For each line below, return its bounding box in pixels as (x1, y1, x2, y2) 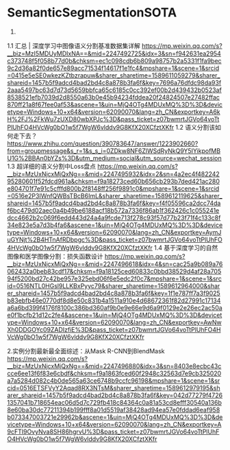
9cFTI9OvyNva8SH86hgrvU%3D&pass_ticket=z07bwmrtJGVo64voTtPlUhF (7, 427, 220, 436)
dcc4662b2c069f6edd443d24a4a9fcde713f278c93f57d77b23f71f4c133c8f (7, 213, 221, 222)
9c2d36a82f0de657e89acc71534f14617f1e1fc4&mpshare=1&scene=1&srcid (7, 64, 220, 72)
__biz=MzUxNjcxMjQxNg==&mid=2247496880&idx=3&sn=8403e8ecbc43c (7, 362, 222, 370)
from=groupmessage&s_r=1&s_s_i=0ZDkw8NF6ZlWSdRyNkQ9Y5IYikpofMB (7, 146, 221, 155)
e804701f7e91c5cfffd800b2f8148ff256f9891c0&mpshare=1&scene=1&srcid (7, 184, 220, 193)
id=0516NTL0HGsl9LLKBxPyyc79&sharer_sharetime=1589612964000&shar (7, 281, 220, 289)
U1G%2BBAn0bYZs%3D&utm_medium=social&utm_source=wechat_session (7, 154, 222, 162)
